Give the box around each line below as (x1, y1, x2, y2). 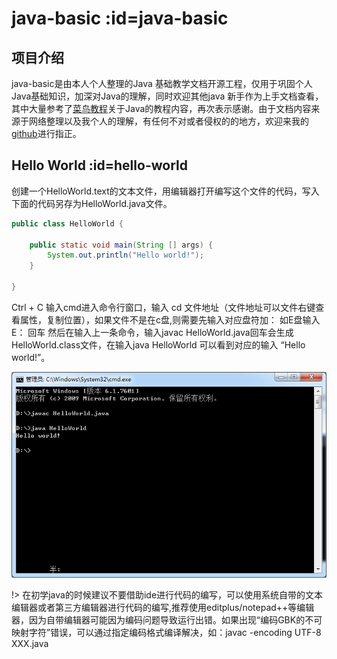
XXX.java (11, 637, 49, 649)
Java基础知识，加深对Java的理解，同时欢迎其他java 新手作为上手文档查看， (11, 90, 324, 102)
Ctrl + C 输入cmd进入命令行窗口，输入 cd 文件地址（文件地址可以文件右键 (11, 301, 316, 313)
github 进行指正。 (11, 128, 82, 139)
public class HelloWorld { (11, 218, 124, 229)
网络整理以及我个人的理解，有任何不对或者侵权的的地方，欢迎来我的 (28, 115, 309, 127)
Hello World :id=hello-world (11, 157, 188, 174)
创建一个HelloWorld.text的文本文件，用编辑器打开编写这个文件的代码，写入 (11, 185, 320, 197)
